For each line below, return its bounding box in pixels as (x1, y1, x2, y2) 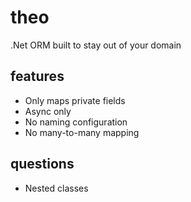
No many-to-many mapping (24, 126, 140, 138)
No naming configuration (24, 116, 128, 128)
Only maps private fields (24, 94, 126, 106)
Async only (24, 105, 72, 117)
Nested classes (24, 182, 89, 194)
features (10, 68, 65, 85)
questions (10, 156, 75, 173)
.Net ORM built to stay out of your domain (10, 39, 182, 51)
